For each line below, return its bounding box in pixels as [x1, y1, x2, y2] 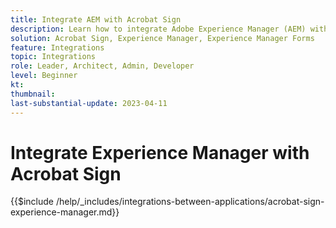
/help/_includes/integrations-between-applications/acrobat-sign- [55, 196, 325, 208]
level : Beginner [10, 71, 78, 81]
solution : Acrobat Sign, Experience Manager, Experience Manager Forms [10, 33, 315, 43]
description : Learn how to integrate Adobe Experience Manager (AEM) [10, 24, 307, 34]
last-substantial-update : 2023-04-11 [10, 98, 168, 108]
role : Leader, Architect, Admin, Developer [10, 61, 195, 71]
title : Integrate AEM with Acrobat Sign [10, 14, 182, 25]
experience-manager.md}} [10, 206, 120, 218]
